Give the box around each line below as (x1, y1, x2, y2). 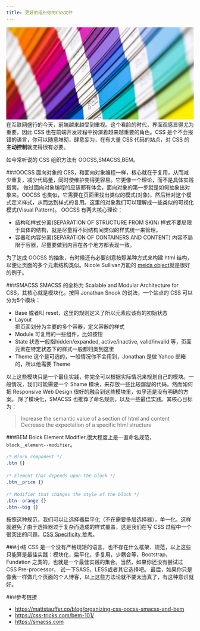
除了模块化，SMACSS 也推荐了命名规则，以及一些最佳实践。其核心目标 (17, 396, 193, 403)
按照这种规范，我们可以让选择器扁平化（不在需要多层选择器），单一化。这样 (6, 516, 192, 523)
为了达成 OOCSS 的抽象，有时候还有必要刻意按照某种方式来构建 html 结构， (6, 254, 192, 261)
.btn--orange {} (6, 498, 46, 504)
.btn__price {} (6, 479, 44, 485)
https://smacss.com (14, 618, 64, 626)
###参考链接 (6, 593, 37, 601)
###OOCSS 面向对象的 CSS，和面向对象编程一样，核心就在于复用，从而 (6, 169, 184, 176)
